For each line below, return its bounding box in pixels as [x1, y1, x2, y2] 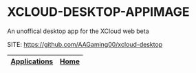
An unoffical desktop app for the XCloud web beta [7, 27, 149, 35]
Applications [10, 56, 54, 66]
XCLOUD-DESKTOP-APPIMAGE [7, 4, 190, 20]
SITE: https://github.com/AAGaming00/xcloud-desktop [7, 40, 163, 48]
